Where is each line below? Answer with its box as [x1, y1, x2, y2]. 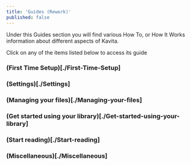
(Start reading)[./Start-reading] [6, 136, 101, 144]
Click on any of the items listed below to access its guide [6, 49, 148, 56]
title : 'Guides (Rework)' [6, 8, 71, 15]
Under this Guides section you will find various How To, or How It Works [6, 31, 186, 38]
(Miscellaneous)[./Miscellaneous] [6, 152, 108, 160]
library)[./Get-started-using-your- [77, 112, 180, 121]
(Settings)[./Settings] [6, 80, 70, 88]
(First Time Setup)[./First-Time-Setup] [6, 64, 121, 72]
